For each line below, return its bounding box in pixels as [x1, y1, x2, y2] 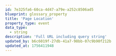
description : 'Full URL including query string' [5, 35, 107, 39]
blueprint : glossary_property [5, 12, 68, 17]
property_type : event [5, 20, 50, 26]
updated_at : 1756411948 [5, 43, 54, 48]
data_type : [5, 25, 28, 30]
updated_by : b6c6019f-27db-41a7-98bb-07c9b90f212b [5, 39, 112, 44]
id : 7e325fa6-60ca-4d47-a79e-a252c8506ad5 [5, 7, 94, 12]
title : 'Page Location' [5, 16, 54, 21]
